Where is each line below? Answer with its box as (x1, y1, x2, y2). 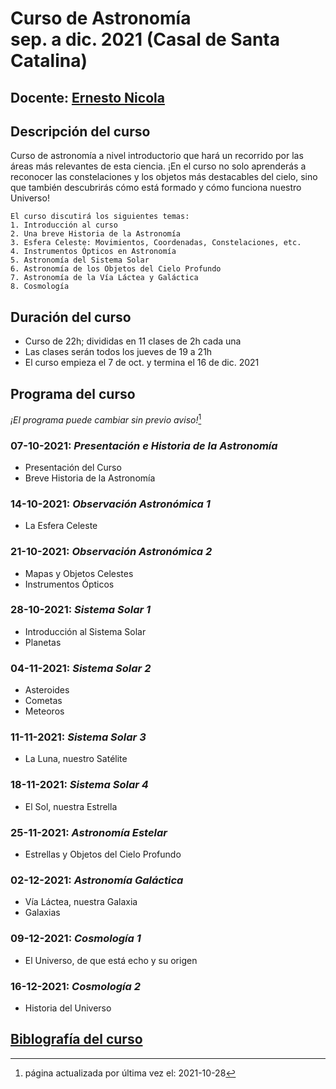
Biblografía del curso (10, 1031, 143, 1048)
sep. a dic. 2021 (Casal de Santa (10, 28, 281, 51)
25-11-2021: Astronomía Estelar (10, 825, 168, 839)
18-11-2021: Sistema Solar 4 (10, 778, 149, 792)
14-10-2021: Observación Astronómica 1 (10, 497, 211, 511)
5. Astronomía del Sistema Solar (10, 255, 150, 266)
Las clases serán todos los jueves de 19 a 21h (24, 346, 213, 358)
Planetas (24, 636, 62, 648)
